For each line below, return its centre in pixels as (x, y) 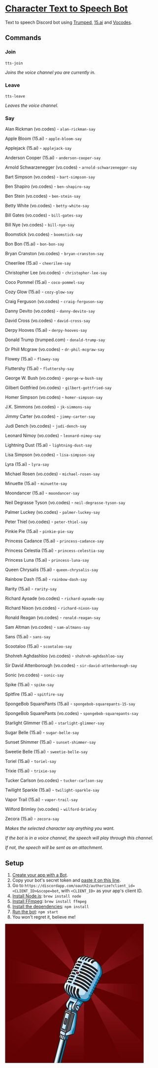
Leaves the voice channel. (32, 105)
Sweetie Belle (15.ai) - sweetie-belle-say (46, 752)
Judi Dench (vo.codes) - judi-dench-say (46, 426)
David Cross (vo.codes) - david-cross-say (48, 321)
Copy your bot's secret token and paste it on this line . (66, 880)
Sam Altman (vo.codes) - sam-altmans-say (47, 627)
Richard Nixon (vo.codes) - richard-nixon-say (52, 608)
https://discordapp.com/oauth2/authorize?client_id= (80, 886)
